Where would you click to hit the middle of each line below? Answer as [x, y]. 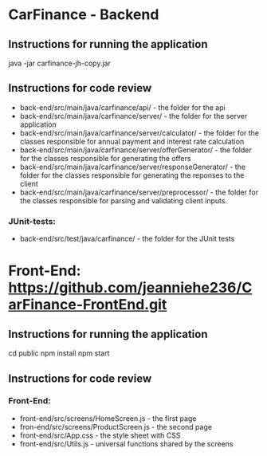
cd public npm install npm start [59, 353]
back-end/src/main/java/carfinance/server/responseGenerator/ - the [132, 167]
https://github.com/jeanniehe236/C [130, 288]
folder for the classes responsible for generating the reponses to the [132, 175]
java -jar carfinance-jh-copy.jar [60, 63]
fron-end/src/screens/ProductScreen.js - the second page [116, 427]
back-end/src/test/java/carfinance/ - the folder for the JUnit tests [127, 239]
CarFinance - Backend [84, 15]
